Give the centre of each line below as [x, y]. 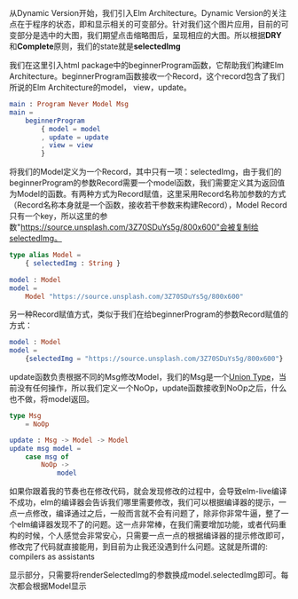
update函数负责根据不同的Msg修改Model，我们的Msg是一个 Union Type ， [144, 377]
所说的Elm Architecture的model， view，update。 [101, 87]
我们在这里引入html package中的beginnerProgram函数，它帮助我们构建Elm [146, 65]
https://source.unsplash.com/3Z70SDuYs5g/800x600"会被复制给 [140, 227]
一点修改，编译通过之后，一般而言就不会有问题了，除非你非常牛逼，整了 [149, 514]
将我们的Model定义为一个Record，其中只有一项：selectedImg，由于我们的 [145, 172]
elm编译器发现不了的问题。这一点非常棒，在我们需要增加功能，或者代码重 [151, 524]
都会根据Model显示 [51, 586]
